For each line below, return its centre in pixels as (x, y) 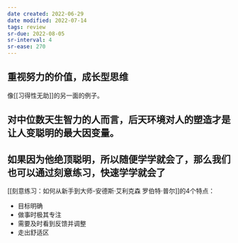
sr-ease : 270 (27, 47)
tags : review (27, 27)
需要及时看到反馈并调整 (52, 224)
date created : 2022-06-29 (45, 14)
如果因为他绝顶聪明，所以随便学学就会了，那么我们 (119, 159)
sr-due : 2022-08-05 (36, 34)
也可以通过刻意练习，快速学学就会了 (86, 173)
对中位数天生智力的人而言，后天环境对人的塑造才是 (119, 120)
